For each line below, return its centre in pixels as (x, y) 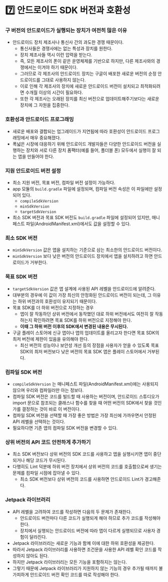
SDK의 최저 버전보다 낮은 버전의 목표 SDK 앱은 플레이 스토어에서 (83, 351)
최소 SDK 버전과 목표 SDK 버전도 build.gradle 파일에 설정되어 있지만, (81, 218)
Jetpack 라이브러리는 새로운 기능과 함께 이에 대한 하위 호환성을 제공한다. (83, 543)
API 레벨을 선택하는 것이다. (39, 421)
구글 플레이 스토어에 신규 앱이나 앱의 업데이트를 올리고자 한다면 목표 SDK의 (86, 333)
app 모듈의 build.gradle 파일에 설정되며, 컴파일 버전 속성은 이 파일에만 (82, 189)
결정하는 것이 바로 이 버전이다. (51, 409)
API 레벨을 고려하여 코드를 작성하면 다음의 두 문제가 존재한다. (72, 512)
